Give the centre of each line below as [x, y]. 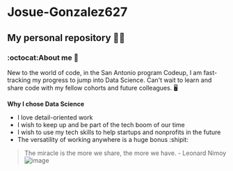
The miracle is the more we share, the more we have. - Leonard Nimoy [125, 153]
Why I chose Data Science [46, 104]
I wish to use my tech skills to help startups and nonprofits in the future [119, 132]
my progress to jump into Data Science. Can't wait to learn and [122, 80]
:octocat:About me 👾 [43, 58]
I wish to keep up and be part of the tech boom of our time [101, 124]
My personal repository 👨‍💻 [66, 38]
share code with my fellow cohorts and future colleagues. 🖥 [93, 88]
